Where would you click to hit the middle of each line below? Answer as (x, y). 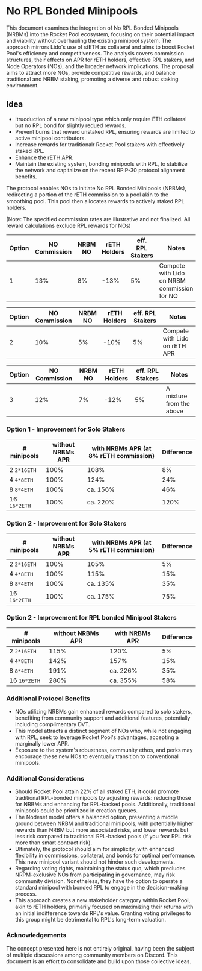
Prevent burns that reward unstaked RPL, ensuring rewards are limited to (105, 131)
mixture (176, 396)
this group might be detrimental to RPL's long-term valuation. (90, 920)
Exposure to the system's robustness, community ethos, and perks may (104, 750)
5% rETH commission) (121, 550)
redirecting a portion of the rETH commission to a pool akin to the (87, 195)
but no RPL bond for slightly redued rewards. (70, 125)
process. (26, 894)
